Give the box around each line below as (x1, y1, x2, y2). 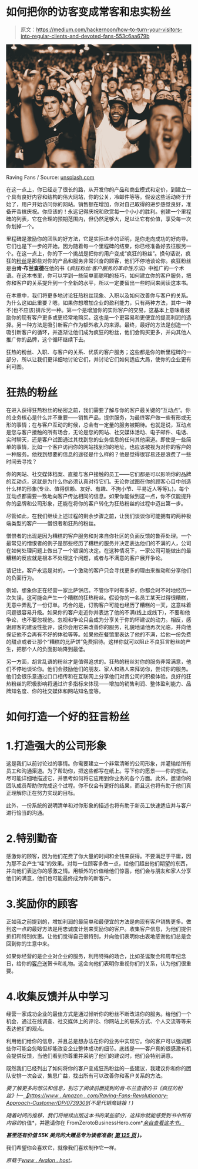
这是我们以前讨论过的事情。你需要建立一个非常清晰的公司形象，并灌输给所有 (6, 760, 192, 767)
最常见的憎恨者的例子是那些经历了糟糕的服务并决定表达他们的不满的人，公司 (6, 539, 192, 547)
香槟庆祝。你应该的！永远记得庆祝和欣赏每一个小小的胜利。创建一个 (16, 208, 181, 215)
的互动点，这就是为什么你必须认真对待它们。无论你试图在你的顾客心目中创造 (6, 478, 192, 485)
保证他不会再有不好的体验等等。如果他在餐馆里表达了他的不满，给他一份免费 (6, 631, 192, 638)
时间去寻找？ (6, 458, 37, 465)
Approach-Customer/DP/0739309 (6, 1100, 89, 1107)
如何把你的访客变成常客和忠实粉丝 (6, 5, 172, 19)
